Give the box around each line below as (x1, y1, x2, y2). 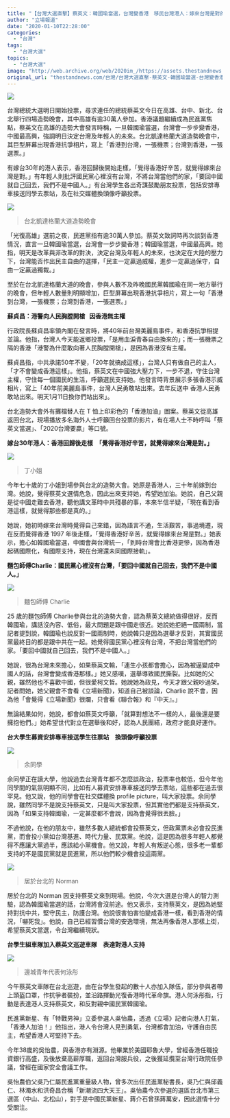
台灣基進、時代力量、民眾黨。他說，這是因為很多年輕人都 (54, 833, 217, 841)
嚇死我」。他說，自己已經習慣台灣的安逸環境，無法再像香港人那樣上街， (21, 917, 223, 926)
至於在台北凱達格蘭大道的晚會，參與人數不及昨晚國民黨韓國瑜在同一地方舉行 (7, 281, 223, 289)
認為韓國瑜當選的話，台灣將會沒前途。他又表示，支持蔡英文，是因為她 (18, 900, 217, 909)
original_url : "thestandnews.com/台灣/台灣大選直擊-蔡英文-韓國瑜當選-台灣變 (7, 73, 214, 81)
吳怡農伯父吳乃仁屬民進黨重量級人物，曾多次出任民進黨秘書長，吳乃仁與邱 (7, 1078, 217, 1086)
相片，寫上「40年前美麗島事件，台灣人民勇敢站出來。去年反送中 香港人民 (7, 384, 214, 392)
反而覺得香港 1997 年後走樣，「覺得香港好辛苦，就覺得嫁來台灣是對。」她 (12, 530, 216, 538)
